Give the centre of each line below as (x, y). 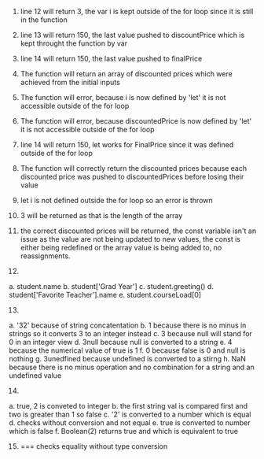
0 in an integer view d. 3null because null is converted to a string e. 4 (121, 342)
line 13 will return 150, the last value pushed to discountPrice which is (132, 35)
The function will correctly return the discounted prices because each (133, 168)
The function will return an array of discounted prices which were (126, 74)
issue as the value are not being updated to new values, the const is (130, 239)
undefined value (35, 376)
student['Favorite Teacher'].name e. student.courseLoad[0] (105, 295)
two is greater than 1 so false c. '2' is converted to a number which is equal (130, 414)
